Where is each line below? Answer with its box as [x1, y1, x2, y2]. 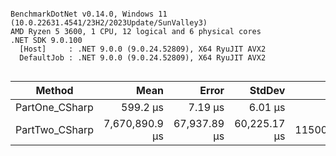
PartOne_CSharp [15, 101, 94, 114]
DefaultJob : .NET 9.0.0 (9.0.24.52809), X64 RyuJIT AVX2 [19, 53, 267, 63]
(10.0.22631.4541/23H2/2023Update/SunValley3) [10, 18, 208, 28]
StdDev [249, 84, 286, 97]
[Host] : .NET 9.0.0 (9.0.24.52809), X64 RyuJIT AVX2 [19, 44, 267, 54]
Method [35, 84, 74, 97]
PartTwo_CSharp [15, 123, 95, 136]
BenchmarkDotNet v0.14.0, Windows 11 [10, 9, 168, 19]
